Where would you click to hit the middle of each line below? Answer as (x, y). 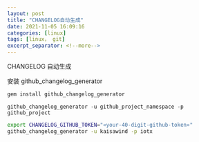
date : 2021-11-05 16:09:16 (46, 26)
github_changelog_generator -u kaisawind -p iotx (80, 131)
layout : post (26, 14)
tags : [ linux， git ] (36, 39)
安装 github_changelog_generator (55, 81)
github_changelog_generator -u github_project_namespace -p (96, 107)
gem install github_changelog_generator (66, 94)
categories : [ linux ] (37, 33)
